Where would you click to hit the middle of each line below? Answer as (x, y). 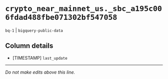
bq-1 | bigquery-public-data (34, 30)
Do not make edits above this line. (40, 72)
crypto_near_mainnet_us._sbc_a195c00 (84, 9)
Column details (29, 46)
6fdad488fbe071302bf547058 (61, 18)
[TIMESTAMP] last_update (40, 58)
